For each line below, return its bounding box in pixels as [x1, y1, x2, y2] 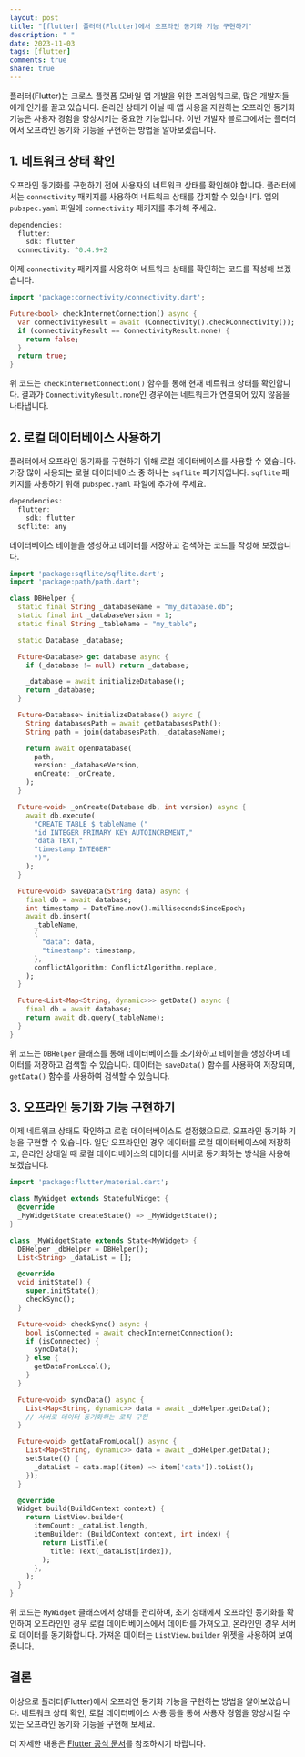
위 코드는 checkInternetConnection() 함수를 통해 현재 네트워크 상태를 [9, 378, 259, 389]
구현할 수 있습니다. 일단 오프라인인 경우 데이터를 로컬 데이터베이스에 [25, 1137, 267, 1148]
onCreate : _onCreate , [33, 769, 117, 778]
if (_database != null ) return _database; [25, 661, 189, 670]
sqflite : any [17, 522, 67, 531]
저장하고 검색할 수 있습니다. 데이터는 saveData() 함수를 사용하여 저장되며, [33, 1059, 296, 1070]
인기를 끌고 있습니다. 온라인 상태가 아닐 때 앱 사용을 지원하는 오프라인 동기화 [25, 101, 296, 112]
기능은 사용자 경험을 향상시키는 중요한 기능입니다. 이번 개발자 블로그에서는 [9, 113, 272, 124]
